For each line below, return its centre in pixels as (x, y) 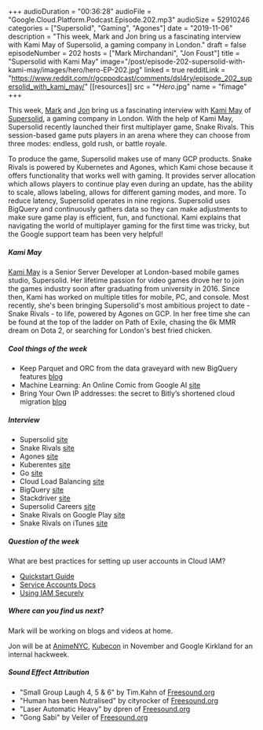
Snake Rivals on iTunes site (64, 523)
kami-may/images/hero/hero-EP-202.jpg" (75, 70)
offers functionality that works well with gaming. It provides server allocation (132, 175)
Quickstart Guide (47, 576)
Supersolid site (44, 439)
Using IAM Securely (51, 592)
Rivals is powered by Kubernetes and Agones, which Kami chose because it (131, 167)
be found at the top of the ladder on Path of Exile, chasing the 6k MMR (122, 322)
